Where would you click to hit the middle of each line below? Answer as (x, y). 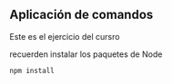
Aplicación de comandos (81, 15)
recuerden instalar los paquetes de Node (86, 54)
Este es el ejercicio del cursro (65, 36)
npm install (32, 70)
